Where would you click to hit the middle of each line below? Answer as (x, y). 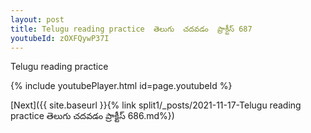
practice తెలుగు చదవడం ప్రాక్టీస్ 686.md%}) (92, 116)
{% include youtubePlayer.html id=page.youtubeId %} (121, 86)
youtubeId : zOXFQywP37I (60, 38)
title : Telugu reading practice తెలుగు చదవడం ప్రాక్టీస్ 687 (131, 29)
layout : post (37, 19)
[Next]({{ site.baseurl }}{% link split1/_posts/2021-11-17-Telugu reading (156, 105)
